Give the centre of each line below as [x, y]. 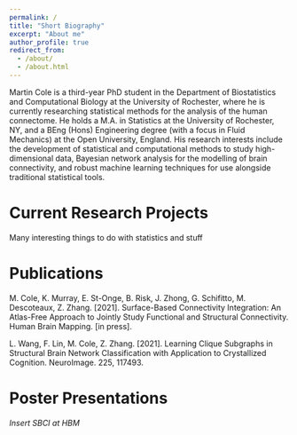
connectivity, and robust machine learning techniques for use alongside [140, 167]
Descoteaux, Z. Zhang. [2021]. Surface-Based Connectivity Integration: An [145, 307]
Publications [56, 273]
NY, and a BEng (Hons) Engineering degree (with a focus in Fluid [127, 130]
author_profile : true [49, 42]
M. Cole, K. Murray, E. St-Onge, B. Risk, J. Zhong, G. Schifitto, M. [128, 297]
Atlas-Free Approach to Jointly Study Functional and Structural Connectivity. [149, 317]
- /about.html [43, 67]
